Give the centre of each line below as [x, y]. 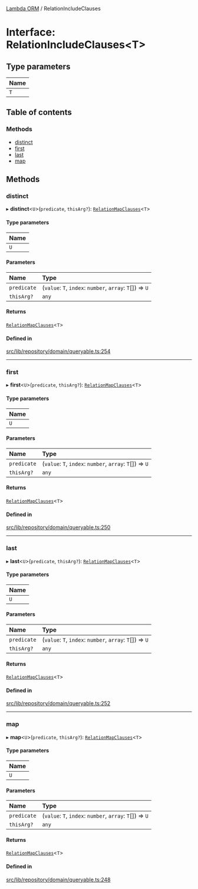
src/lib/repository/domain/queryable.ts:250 [58, 527]
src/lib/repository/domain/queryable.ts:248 [58, 880]
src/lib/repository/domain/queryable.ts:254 [58, 351]
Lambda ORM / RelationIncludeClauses [54, 9]
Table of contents [39, 112]
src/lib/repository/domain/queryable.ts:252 [58, 703]
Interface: [31, 32]
